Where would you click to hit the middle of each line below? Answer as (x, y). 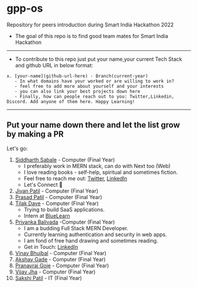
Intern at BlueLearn (47, 216)
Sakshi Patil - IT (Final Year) (49, 278)
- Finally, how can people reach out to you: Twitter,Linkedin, (94, 96)
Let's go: (17, 148)
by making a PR (35, 134)
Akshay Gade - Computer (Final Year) (60, 259)
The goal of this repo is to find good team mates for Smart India (91, 36)
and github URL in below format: (54, 65)
